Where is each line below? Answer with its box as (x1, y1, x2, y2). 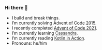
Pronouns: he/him (11, 40, 47, 46)
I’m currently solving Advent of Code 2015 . (11, 20, 97, 26)
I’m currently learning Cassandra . (11, 30, 78, 36)
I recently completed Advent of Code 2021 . (11, 25, 98, 31)
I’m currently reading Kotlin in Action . (11, 35, 86, 41)
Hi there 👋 (4, 4, 29, 11)
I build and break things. (11, 15, 60, 21)
